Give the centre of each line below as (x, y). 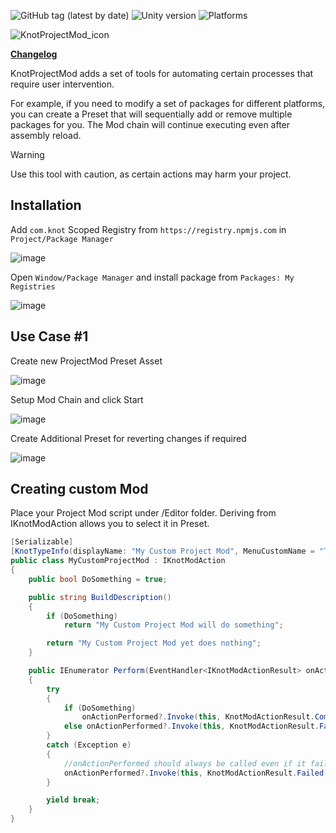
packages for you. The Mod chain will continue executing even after (150, 124)
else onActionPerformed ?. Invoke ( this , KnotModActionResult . (191, 726)
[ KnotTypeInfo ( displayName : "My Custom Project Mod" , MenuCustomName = (162, 551)
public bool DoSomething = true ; (98, 579)
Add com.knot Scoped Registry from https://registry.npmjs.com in (148, 229)
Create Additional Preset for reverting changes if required (128, 438)
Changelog (34, 54)
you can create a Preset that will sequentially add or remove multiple (151, 114)
